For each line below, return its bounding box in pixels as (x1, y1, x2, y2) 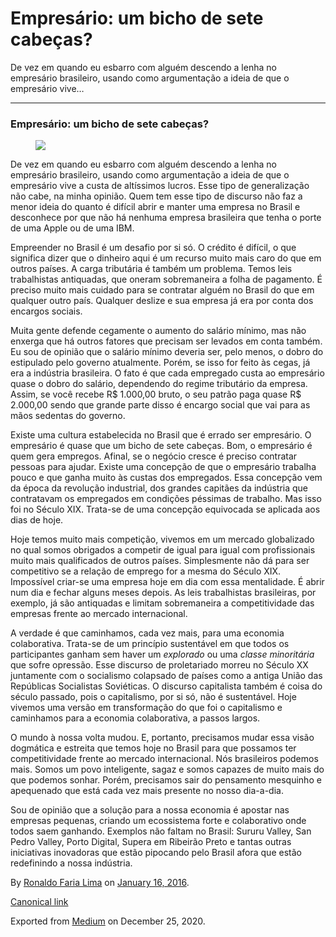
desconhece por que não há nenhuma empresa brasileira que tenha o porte (10, 212, 322, 224)
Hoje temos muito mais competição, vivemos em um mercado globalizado (10, 533, 315, 546)
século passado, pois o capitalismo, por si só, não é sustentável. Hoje (10, 691, 297, 703)
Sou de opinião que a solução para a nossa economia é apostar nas (10, 804, 290, 816)
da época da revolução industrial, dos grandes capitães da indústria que (10, 482, 308, 494)
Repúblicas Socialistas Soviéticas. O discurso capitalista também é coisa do (10, 680, 323, 692)
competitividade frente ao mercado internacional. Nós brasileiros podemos (10, 753, 319, 765)
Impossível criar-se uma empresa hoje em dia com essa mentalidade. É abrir (10, 576, 325, 588)
